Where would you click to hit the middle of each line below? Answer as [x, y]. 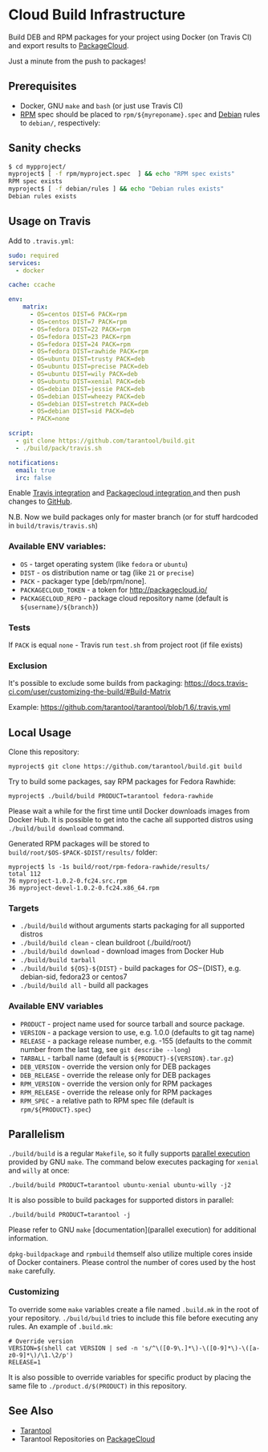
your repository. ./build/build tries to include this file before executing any [133, 1318]
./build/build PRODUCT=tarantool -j [69, 1215]
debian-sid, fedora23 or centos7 [73, 977]
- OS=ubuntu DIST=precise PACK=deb [89, 367]
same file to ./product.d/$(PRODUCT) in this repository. [97, 1385]
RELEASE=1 [25, 1362]
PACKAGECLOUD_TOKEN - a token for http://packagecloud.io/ [114, 589]
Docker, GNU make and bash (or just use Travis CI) [102, 105]
